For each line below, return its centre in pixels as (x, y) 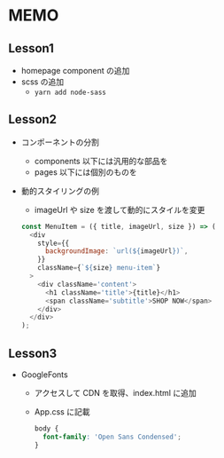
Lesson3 (33, 353)
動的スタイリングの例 (60, 191)
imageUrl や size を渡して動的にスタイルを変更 (120, 209)
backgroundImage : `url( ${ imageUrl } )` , (116, 251)
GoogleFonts (44, 375)
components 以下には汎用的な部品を (101, 161)
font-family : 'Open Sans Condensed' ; (112, 437)
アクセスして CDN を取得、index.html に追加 (115, 393)
